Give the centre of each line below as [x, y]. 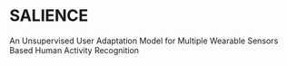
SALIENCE [49, 16]
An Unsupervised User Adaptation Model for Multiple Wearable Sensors [144, 41]
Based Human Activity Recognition [74, 50]
